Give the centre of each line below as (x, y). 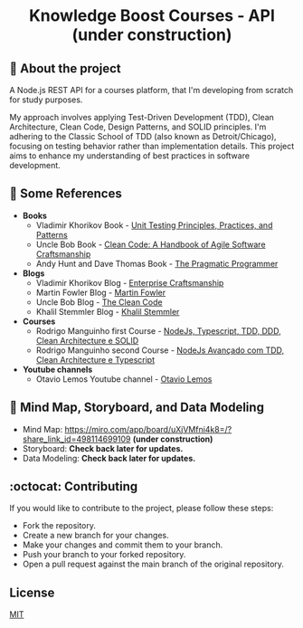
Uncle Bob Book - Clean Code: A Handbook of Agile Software (151, 244)
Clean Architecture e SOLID (87, 340)
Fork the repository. (59, 526)
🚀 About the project (65, 68)
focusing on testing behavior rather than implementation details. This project (152, 146)
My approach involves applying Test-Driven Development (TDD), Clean (142, 117)
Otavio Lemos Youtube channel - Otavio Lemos (124, 379)
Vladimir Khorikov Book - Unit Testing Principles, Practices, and (154, 225)
